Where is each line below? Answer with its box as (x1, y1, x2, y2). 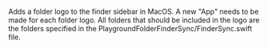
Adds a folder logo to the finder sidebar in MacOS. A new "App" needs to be (8, 7, 259, 16)
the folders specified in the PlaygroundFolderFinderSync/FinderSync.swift (8, 24, 253, 33)
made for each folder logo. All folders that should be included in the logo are (8, 15, 260, 25)
